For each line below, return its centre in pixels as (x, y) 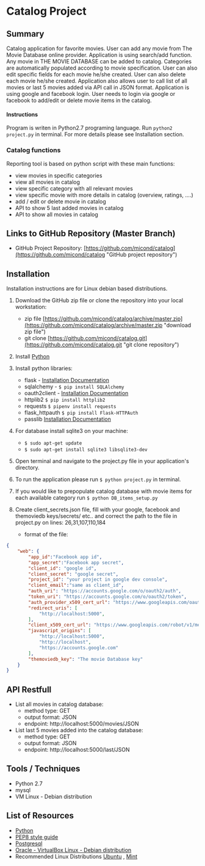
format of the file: (46, 534)
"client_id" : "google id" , (63, 568)
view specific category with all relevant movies (74, 188)
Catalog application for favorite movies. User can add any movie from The (99, 48)
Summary (25, 34)
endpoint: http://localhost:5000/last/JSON (77, 750)
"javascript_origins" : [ (60, 631)
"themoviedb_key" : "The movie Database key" (86, 659)
